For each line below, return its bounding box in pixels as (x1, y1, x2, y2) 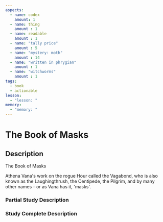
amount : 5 (14, 45, 38, 51)
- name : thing (10, 21, 40, 27)
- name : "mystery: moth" (10, 50, 63, 55)
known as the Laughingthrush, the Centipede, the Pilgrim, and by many (5, 178, 155, 184)
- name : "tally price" (10, 41, 58, 46)
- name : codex (10, 12, 40, 17)
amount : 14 (14, 55, 40, 60)
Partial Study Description (5, 196, 69, 203)
